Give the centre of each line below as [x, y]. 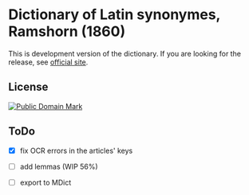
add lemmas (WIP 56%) [59, 166]
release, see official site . [48, 62]
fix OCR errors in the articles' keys [76, 150]
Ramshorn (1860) [67, 31]
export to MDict [45, 182]
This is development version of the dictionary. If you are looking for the [125, 53]
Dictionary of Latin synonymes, [115, 15]
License [28, 87]
